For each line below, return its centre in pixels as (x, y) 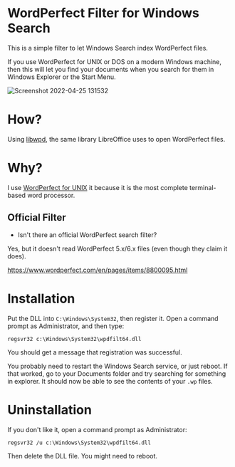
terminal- (203, 187)
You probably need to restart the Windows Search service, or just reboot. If (117, 366)
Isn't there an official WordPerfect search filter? (87, 235)
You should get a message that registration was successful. (95, 352)
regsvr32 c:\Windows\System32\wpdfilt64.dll (74, 339)
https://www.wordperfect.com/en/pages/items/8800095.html (98, 270)
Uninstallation (50, 410)
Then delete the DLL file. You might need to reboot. (83, 456)
